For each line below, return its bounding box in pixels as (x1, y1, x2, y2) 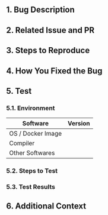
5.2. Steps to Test (6, 167, 58, 175)
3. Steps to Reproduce (6, 45, 90, 56)
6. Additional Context (6, 201, 87, 211)
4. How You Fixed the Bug (6, 66, 103, 76)
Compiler (9, 139, 35, 148)
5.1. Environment (6, 104, 55, 112)
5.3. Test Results (6, 183, 55, 191)
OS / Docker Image (9, 130, 62, 138)
